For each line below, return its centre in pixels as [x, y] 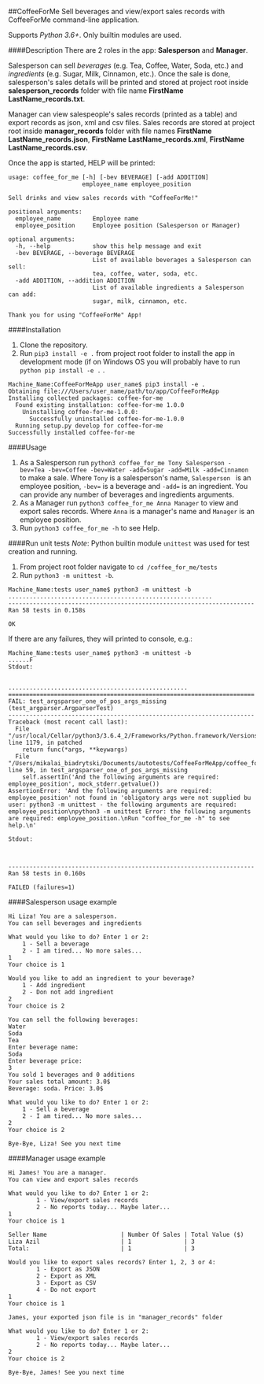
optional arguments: [42, 239]
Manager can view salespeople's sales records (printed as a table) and [123, 114]
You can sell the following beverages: [73, 1019]
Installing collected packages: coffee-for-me [86, 398]
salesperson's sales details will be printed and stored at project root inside [128, 82]
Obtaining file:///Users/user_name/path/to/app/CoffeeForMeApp [114, 391]
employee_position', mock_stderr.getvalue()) [84, 784]
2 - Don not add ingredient [68, 992]
